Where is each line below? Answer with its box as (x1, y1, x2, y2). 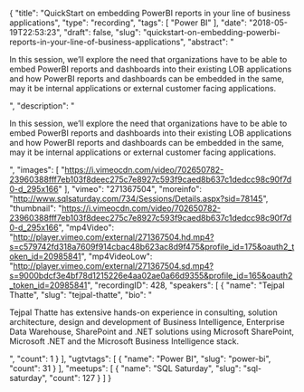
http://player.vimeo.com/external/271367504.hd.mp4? (13, 232, 214, 243)
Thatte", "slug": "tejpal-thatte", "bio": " (9, 290, 152, 300)
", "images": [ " (9, 165, 65, 175)
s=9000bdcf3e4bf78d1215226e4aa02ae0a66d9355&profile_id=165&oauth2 (9, 271, 293, 281)
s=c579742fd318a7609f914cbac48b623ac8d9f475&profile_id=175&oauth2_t (9, 242, 295, 252)
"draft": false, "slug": (63, 27, 142, 37)
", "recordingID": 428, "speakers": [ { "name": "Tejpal (87, 280, 285, 291)
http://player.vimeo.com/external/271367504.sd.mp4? (13, 261, 214, 271)
